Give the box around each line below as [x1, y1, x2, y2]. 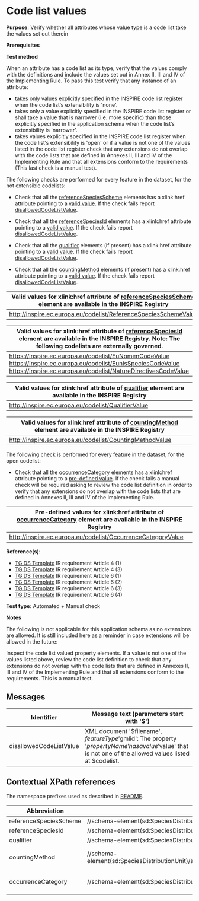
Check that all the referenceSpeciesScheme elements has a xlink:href [14, 193, 185, 200]
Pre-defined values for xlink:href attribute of [34, 508, 165, 516]
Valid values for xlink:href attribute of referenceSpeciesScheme [11, 292, 196, 301]
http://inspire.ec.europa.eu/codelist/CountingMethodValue [9, 435, 172, 444]
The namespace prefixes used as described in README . [6, 792, 144, 800]
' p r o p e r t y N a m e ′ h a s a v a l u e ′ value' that [85, 741, 188, 750]
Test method [6, 53, 38, 60]
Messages [6, 692, 46, 702]
